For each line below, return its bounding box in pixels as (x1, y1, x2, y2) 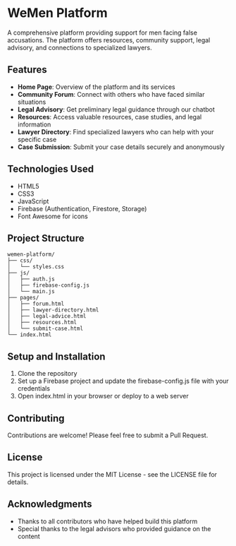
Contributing (7, 412, 65, 425)
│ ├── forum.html (7, 300, 65, 308)
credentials (17, 384, 51, 393)
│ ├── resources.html (7, 319, 77, 326)
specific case (17, 135, 57, 143)
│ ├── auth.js (7, 275, 55, 283)
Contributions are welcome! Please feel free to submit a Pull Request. (7, 431, 209, 439)
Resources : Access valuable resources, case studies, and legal (17, 112, 202, 121)
